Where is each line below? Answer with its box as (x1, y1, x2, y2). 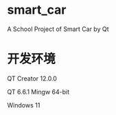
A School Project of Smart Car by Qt (7, 25, 109, 33)
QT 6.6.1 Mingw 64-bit (7, 87, 70, 96)
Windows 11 (7, 101, 40, 109)
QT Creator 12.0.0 (7, 74, 57, 83)
